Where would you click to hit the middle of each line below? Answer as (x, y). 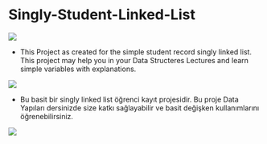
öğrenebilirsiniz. (47, 116)
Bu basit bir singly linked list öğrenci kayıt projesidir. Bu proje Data (129, 99)
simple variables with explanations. (78, 69)
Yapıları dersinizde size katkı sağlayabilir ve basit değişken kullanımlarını (140, 108)
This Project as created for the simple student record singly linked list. (136, 52)
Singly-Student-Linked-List (102, 15)
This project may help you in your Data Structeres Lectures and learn (134, 60)
